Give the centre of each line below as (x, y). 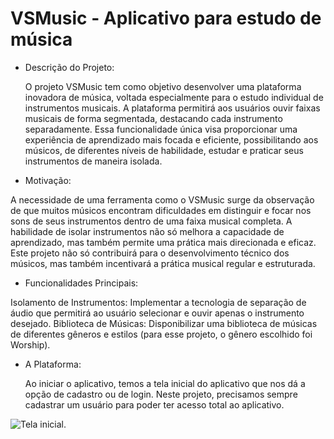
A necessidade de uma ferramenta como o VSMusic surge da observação (162, 199)
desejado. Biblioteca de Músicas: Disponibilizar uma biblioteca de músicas (164, 323)
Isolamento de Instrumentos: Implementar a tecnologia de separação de (158, 302)
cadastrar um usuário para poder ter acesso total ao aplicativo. (154, 404)
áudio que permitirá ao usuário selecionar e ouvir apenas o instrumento (157, 313)
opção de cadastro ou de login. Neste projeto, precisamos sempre (161, 394)
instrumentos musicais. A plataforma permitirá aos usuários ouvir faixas (172, 108)
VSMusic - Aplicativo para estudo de (166, 18)
